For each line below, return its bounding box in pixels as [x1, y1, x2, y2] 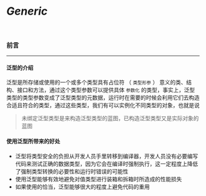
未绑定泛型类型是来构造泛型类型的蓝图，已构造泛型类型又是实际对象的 [21, 115, 199, 122]
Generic [6, 4, 48, 18]
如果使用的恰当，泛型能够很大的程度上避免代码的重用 [15, 183, 150, 190]
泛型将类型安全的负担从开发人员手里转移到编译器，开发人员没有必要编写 [15, 152, 198, 160]
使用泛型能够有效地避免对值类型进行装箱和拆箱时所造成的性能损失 [15, 175, 182, 183]
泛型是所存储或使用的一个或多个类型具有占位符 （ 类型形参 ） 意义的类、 [6, 78, 187, 86]
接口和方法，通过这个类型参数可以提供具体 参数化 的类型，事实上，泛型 [17, 86, 195, 94]
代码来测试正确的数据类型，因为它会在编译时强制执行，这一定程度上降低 [15, 160, 198, 167]
